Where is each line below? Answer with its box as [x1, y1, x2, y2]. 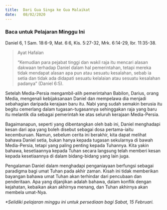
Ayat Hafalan [17, 49, 44, 55]
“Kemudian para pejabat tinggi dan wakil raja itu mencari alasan [17, 59, 148, 65]
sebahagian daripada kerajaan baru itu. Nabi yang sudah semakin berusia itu [5, 100, 163, 106]
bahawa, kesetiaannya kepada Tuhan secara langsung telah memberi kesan [5, 147, 161, 153]
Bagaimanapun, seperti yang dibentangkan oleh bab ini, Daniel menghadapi [5, 121, 161, 127]
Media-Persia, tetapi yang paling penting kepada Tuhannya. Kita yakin [5, 142, 149, 148]
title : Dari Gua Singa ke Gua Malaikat [5, 7, 91, 12]
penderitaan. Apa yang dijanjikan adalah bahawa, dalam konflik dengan [5, 178, 152, 184]
